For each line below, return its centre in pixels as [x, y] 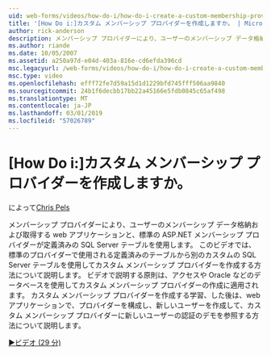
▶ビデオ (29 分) [35, 342]
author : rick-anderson [46, 31]
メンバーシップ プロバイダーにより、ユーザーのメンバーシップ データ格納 [130, 224]
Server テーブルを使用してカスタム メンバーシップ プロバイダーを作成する [131, 265]
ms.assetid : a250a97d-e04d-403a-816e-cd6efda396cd [95, 61]
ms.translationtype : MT [48, 98]
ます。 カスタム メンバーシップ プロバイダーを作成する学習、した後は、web [134, 294]
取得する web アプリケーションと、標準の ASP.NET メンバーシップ [133, 234]
